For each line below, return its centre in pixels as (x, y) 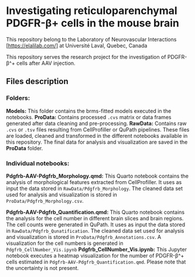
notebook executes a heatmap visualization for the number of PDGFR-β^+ (95, 255)
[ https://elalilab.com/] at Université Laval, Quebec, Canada (77, 46)
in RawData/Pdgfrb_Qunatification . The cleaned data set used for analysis (95, 231)
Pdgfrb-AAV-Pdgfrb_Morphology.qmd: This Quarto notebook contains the (97, 176)
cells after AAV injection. (46, 63)
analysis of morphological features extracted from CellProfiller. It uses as (94, 182)
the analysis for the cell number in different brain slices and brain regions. (95, 218)
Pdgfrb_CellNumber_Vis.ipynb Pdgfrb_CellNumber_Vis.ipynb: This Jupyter (97, 249)
